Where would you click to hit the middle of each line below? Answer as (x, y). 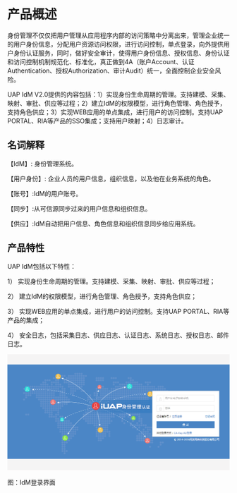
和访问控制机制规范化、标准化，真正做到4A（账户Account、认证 (101, 61)
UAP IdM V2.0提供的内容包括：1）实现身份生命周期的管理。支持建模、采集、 (119, 94)
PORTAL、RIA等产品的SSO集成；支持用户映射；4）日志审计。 (98, 121)
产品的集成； (26, 320)
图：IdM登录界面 (31, 482)
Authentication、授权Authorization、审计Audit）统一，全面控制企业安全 (111, 71)
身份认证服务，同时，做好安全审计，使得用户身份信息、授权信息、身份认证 (121, 53)
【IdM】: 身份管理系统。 (42, 164)
